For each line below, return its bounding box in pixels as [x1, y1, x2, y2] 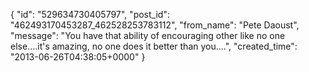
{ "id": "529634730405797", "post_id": [10, 9, 170, 20]
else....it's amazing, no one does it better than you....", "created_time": [10, 40, 298, 52]
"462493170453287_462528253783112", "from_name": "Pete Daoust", [10, 19, 300, 31]
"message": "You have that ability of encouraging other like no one [10, 30, 286, 41]
